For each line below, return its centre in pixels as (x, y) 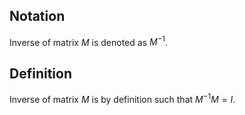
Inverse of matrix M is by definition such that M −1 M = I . (122, 98)
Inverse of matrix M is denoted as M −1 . (89, 41)
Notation (37, 16)
